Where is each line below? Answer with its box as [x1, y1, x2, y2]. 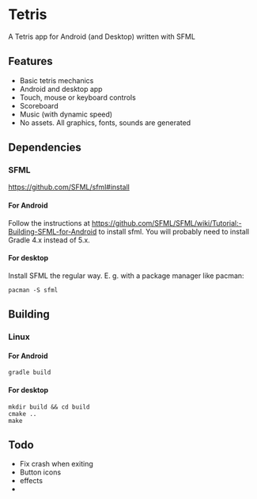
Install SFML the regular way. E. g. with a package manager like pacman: [8, 271, 244, 280]
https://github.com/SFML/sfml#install [8, 182, 130, 192]
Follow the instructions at [8, 218, 90, 227]
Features [8, 55, 53, 68]
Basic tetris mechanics [19, 75, 94, 85]
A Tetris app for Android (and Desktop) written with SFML [8, 32, 196, 41]
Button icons [19, 467, 62, 477]
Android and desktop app [19, 84, 103, 93]
